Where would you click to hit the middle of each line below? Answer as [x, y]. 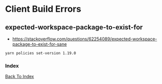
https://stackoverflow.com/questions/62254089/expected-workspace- [84, 39]
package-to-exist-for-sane [40, 44]
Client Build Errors [43, 9]
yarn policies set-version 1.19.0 [41, 53]
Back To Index [20, 77]
